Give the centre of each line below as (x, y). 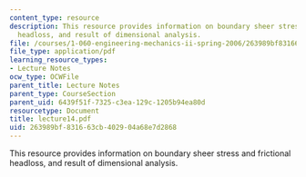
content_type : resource (55, 18)
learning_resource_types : (58, 60)
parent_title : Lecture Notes (65, 85)
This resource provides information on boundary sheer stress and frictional (150, 153)
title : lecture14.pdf (51, 119)
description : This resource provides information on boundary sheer (142, 26)
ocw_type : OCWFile (44, 77)
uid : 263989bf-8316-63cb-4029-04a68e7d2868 (93, 128)
